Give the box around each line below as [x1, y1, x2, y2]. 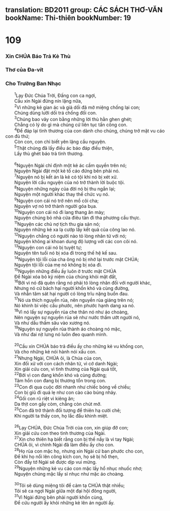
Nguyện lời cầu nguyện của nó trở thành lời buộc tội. [14, 180, 125, 186]
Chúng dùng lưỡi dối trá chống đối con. [14, 110, 97, 116]
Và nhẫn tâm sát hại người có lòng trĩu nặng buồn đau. [14, 291, 129, 297]
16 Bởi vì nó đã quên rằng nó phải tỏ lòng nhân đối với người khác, [14, 279, 152, 286]
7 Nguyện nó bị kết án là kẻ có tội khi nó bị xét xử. [14, 173, 118, 180]
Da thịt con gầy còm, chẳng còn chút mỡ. [14, 401, 102, 407]
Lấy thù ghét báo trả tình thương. [14, 150, 84, 156]
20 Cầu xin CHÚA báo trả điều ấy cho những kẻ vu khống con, [14, 342, 144, 349]
